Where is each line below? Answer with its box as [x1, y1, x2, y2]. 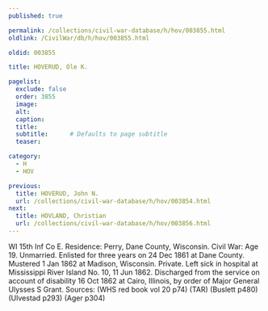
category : [8, 153, 42, 161]
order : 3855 [15, 93, 57, 101]
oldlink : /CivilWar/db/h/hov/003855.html [8, 34, 150, 42]
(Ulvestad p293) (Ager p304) [8, 292, 106, 303]
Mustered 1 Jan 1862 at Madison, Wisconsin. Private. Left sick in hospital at [8, 258, 258, 268]
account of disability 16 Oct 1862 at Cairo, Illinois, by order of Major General [8, 275, 260, 285]
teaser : [15, 138, 42, 146]
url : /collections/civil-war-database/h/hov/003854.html [15, 197, 211, 205]
